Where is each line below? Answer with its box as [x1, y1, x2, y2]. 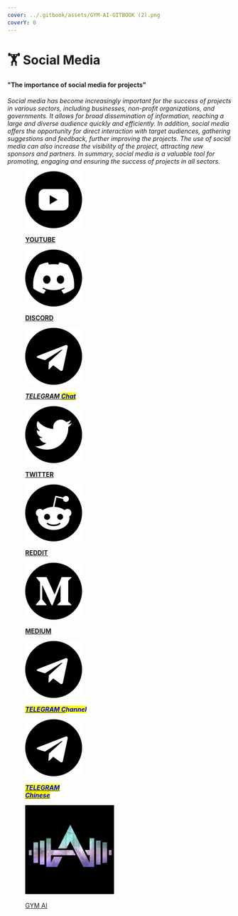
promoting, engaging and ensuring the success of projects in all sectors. [7, 157, 220, 165]
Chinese [25, 791, 50, 799]
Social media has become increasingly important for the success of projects [7, 96, 232, 105]
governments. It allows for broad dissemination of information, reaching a [7, 111, 225, 120]
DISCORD [25, 313, 54, 322]
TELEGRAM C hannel [25, 705, 87, 713]
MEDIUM [25, 626, 52, 635]
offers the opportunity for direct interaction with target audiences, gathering [7, 127, 231, 135]
